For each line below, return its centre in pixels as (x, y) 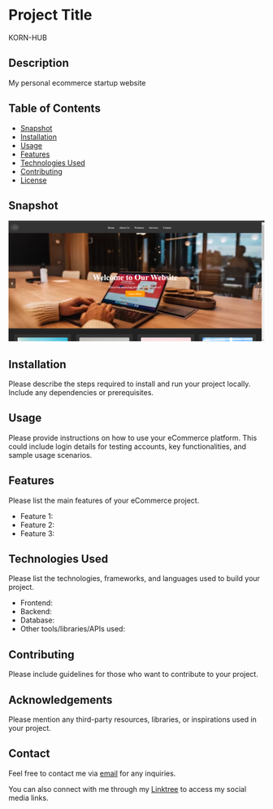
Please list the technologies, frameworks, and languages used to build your (134, 578)
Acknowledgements (61, 699)
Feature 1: (37, 516)
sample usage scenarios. (50, 455)
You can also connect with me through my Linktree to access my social (128, 789)
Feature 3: (37, 533)
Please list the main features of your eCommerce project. (104, 500)
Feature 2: (37, 525)
